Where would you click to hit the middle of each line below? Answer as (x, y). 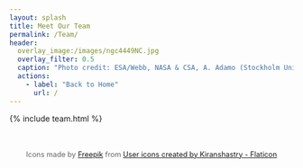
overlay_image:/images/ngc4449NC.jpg (88, 51)
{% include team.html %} (56, 119)
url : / (46, 93)
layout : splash (38, 18)
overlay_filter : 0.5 (56, 59)
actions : (34, 76)
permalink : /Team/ (44, 34)
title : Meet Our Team (50, 26)
